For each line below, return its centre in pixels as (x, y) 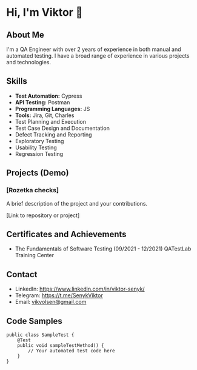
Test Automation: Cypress (48, 96)
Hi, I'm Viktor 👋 (45, 12)
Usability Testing (36, 147)
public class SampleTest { (40, 335)
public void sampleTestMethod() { (61, 345)
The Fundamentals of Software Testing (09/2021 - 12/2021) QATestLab (103, 249)
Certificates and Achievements (66, 234)
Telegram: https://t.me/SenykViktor (59, 295)
